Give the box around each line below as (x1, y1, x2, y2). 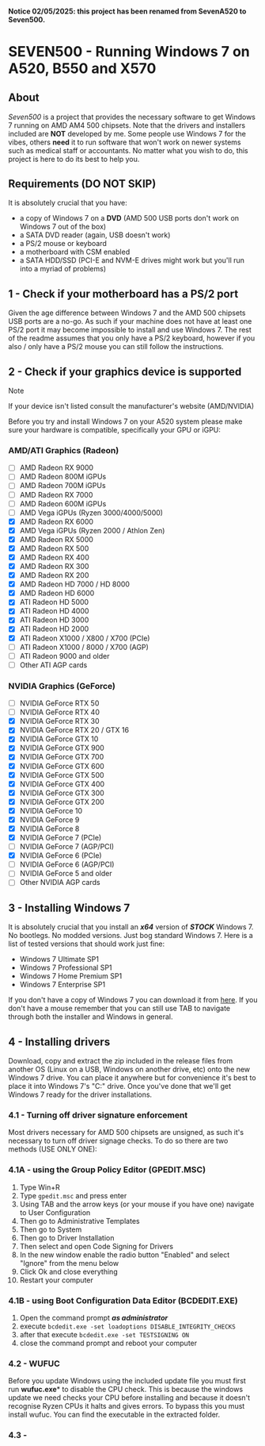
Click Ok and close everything (19, 1267, 118, 1276)
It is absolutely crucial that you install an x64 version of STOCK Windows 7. (8, 922, 254, 932)
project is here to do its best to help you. (8, 154, 140, 163)
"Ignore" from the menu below (19, 1258, 119, 1267)
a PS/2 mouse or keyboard (19, 239, 107, 248)
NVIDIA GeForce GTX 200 (19, 797, 104, 806)
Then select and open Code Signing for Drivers (19, 1241, 174, 1251)
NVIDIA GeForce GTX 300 (19, 788, 104, 798)
